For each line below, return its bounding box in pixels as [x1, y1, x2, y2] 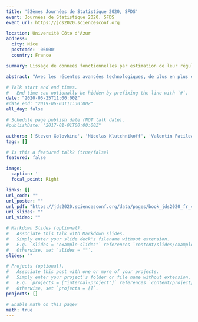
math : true [6, 307, 33, 313]
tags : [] [6, 138, 28, 145]
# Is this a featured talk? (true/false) [6, 149, 110, 155]
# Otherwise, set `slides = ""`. [6, 247, 94, 253]
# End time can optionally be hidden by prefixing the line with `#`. [6, 90, 189, 96]
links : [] [6, 187, 31, 193]
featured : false [6, 155, 46, 161]
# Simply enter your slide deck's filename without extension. [6, 236, 170, 242]
